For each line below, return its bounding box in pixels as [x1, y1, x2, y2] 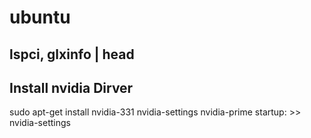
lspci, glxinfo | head [9, 46, 135, 63]
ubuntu [9, 6, 71, 29]
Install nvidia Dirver [9, 79, 134, 96]
